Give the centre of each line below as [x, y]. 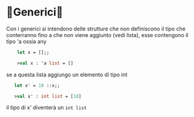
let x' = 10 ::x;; [37, 85]
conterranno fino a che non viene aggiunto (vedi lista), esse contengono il [97, 35]
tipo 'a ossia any [26, 41]
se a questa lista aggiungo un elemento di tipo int [67, 75]
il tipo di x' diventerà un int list [46, 107]
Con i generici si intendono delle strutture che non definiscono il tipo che [96, 29]
